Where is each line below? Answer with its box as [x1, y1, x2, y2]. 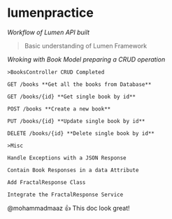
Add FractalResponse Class [7, 178, 86, 186]
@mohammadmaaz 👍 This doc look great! [7, 204, 131, 212]
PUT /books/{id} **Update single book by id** [7, 118, 145, 125]
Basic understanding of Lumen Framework [24, 41, 148, 50]
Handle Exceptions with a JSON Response [7, 154, 127, 162]
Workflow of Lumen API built [7, 28, 89, 36]
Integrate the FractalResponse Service [7, 191, 124, 198]
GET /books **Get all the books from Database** [7, 80, 152, 88]
